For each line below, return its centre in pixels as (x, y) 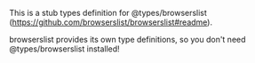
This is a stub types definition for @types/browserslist (108, 13)
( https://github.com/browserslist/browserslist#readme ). (111, 22)
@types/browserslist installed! (64, 49)
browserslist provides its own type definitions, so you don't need (127, 39)
